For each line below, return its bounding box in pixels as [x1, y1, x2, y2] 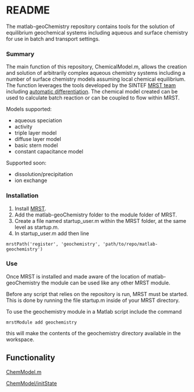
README [6, 4, 50, 17]
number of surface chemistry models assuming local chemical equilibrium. [6, 75, 186, 82]
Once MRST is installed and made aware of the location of [6, 273, 146, 280]
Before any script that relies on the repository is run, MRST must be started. [6, 290, 188, 297]
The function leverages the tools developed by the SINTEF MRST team [6, 82, 176, 89]
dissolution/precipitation [14, 171, 73, 178]
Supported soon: [6, 159, 47, 167]
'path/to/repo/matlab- [102, 241, 158, 247]
